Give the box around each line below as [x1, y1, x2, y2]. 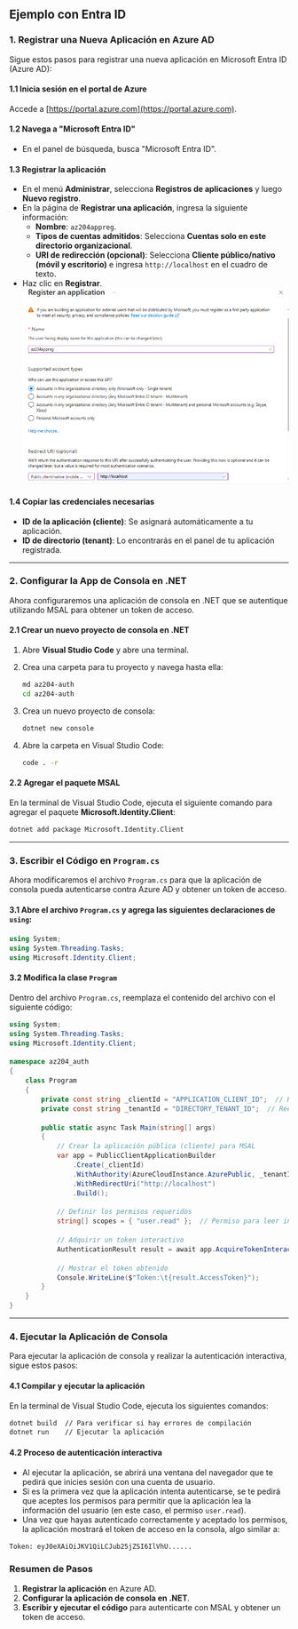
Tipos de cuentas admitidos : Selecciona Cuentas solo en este [35, 231, 267, 242]
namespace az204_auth [9, 1058, 90, 1066]
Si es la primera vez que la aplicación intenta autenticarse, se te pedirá [21, 1486, 281, 1497]
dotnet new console [21, 723, 95, 732]
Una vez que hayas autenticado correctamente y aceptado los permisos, [21, 1514, 288, 1525]
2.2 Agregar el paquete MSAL [9, 778, 121, 788]
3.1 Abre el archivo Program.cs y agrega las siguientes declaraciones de [9, 904, 276, 914]
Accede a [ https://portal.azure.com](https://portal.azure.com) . [9, 103, 238, 114]
